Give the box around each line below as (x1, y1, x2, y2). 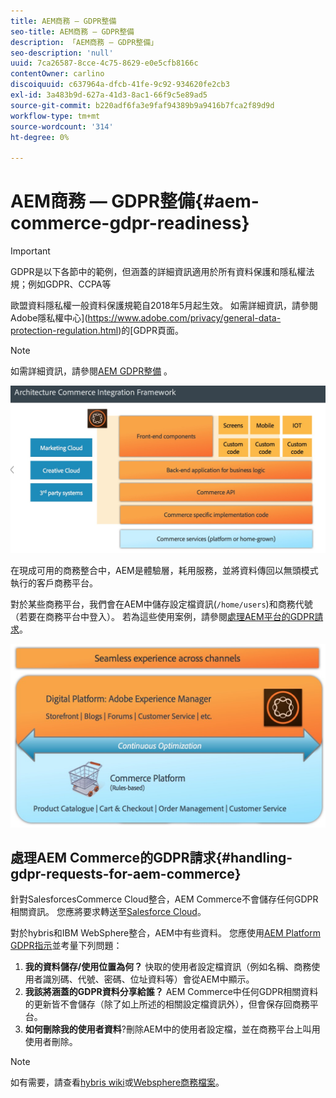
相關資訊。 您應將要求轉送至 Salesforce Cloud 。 (10, 906, 207, 918)
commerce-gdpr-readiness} (10, 212, 250, 235)
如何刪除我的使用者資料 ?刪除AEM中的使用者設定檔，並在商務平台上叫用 (24, 1023, 321, 1035)
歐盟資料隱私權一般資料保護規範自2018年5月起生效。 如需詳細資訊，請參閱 (10, 300, 318, 312)
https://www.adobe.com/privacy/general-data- (87, 312, 282, 324)
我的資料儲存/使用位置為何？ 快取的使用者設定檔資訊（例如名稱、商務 (24, 961, 312, 973)
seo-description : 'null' (10, 48, 114, 58)
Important (10, 245, 51, 257)
